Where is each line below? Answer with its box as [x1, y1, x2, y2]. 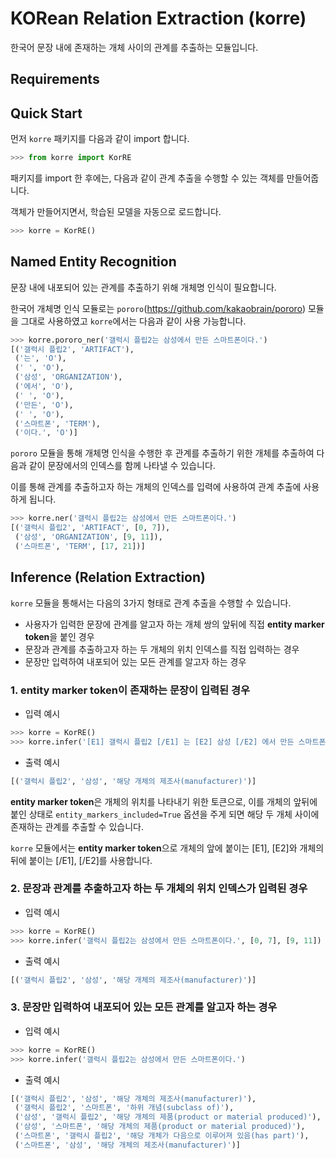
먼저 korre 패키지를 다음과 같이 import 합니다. [10, 133, 190, 145]
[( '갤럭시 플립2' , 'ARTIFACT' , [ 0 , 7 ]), [10, 523, 171, 533]
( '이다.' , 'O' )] [14, 428, 78, 438]
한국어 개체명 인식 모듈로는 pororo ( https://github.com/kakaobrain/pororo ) [10, 302, 306, 314]
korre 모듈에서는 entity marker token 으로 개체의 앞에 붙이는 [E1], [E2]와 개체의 [10, 842, 325, 854]
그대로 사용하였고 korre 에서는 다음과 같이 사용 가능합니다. [20, 315, 247, 327]
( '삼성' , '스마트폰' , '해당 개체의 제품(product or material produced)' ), [14, 1122, 306, 1132]
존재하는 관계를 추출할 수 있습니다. [10, 820, 144, 832]
